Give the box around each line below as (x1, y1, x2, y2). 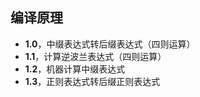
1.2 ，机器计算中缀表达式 (24, 63, 126, 75)
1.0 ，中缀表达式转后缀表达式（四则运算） (24, 38, 196, 50)
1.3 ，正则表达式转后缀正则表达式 (24, 75, 161, 87)
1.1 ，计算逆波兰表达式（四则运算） (24, 50, 167, 62)
